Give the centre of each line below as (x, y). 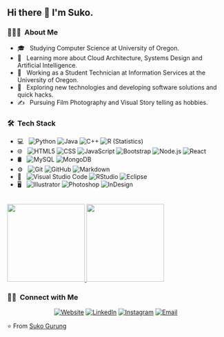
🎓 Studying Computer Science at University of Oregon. (98, 48)
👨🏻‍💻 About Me (33, 32)
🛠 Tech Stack (32, 123)
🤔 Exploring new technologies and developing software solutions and (117, 87)
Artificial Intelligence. (47, 65)
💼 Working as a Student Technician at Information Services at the (111, 73)
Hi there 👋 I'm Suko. (50, 13)
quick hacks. (35, 95)
